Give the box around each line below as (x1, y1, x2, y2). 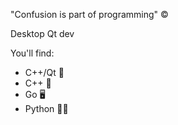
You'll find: (10, 47, 55, 59)
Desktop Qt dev (10, 28, 75, 39)
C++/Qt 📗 (24, 67, 65, 78)
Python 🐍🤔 (24, 103, 69, 114)
